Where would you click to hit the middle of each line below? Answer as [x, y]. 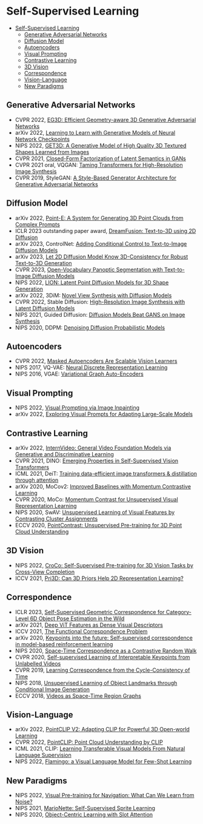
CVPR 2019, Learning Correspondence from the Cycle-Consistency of [102, 670]
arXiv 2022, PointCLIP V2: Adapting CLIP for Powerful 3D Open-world [102, 729]
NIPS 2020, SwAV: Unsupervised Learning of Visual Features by [95, 512]
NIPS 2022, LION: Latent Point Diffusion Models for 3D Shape [92, 282]
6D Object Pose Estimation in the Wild [77, 618]
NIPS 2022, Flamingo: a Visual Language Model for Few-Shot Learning [103, 762]
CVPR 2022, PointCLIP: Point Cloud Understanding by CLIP [89, 742]
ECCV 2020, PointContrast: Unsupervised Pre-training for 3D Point [98, 525]
